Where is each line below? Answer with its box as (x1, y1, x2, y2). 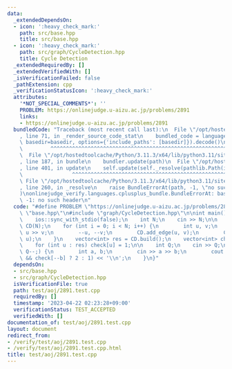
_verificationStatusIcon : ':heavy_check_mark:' (13, 87, 153, 94)
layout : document (7, 325, 57, 332)
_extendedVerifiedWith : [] (13, 68, 91, 75)
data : (7, 10, 23, 17)
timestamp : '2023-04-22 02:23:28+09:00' (13, 300, 131, 307)
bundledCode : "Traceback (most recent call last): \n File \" (13, 126, 196, 133)
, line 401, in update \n (19, 164, 91, 172)
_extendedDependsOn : (13, 17, 72, 24)
